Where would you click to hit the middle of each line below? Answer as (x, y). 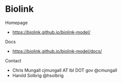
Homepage (17, 23)
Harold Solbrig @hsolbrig (38, 75)
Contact (13, 60)
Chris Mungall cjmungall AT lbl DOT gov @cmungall (65, 70)
